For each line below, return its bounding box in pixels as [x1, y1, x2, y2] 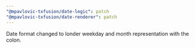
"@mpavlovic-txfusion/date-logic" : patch [6, 8, 110, 15]
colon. [6, 36, 22, 43]
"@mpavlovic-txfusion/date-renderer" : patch [6, 14, 117, 20]
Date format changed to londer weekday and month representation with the [6, 30, 190, 37]
